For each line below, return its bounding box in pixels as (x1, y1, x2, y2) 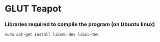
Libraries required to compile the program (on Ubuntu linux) (5, 21, 155, 28)
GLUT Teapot (5, 3, 62, 14)
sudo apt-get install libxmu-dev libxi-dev (5, 32, 99, 37)
